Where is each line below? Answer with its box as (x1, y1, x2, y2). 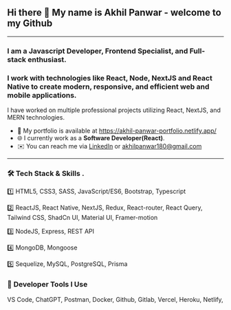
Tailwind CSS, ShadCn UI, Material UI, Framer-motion (7, 214, 158, 222)
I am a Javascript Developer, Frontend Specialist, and (7, 46, 188, 56)
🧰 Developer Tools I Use (7, 280, 88, 289)
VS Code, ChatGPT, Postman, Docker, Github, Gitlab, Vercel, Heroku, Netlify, (7, 295, 223, 303)
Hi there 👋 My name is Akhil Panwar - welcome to (7, 7, 221, 19)
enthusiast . (27, 54, 67, 64)
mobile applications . (7, 90, 77, 100)
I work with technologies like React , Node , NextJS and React (7, 73, 213, 82)
